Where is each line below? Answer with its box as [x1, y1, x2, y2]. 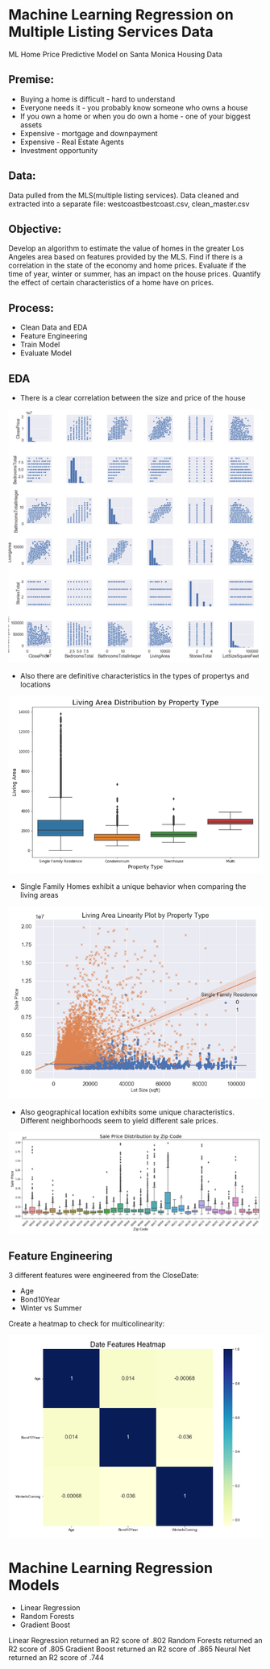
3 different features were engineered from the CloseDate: [8, 1271, 199, 1281]
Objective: [8, 222, 62, 235]
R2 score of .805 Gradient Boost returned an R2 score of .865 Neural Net [8, 1644, 251, 1654]
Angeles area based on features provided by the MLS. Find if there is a [8, 252, 243, 262]
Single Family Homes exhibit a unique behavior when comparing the [19, 881, 247, 891]
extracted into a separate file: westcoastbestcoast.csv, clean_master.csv [8, 199, 250, 209]
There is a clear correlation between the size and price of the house [19, 393, 246, 402]
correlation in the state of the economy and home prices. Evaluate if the [8, 260, 247, 271]
